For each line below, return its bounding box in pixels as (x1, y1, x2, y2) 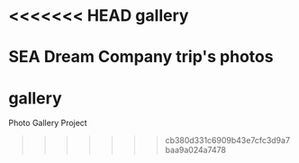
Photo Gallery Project (8, 118, 87, 129)
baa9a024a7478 (165, 145, 227, 156)
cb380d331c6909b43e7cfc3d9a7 (165, 135, 290, 146)
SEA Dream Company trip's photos (8, 47, 274, 68)
